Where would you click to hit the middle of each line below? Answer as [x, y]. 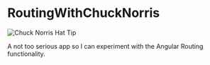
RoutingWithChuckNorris [84, 13]
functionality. [27, 54]
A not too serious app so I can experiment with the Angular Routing [105, 46]
